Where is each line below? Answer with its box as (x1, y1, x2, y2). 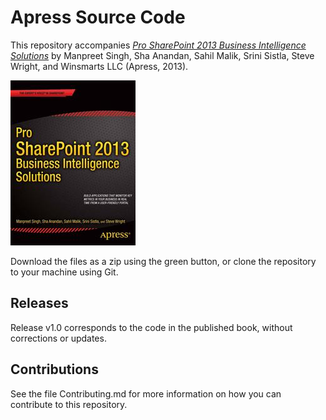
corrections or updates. (10, 332, 107, 344)
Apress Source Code (10, 6, 186, 29)
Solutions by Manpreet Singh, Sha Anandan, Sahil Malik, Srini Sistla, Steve (10, 49, 315, 61)
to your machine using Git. (10, 266, 119, 278)
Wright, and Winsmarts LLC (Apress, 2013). (10, 60, 189, 72)
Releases (10, 295, 69, 312)
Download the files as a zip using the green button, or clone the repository (10, 255, 317, 267)
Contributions (10, 361, 99, 378)
